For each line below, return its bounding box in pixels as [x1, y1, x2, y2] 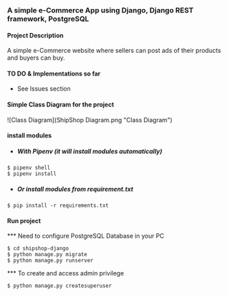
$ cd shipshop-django [7, 245, 69, 252]
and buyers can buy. [7, 54, 65, 62]
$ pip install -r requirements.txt [7, 202, 109, 209]
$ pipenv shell [7, 164, 51, 172]
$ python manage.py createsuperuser [7, 282, 112, 290]
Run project [7, 216, 41, 225]
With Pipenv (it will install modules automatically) [16, 147, 163, 155]
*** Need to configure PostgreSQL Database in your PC [7, 232, 165, 240]
